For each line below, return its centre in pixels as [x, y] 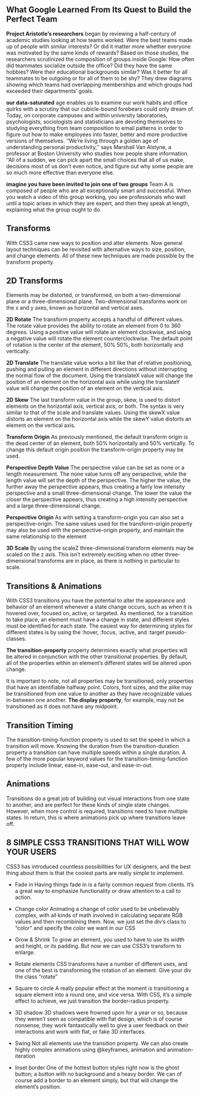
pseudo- [176, 632]
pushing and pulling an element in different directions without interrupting [97, 369]
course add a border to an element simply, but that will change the [96, 1080]
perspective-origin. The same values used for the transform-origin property [99, 524]
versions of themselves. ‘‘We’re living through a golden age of [82, 141]
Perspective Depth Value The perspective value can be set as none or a [96, 468]
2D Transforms [35, 281]
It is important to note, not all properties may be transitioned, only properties [100, 681]
